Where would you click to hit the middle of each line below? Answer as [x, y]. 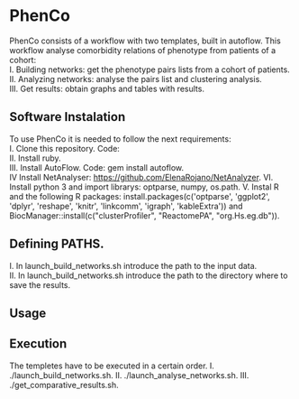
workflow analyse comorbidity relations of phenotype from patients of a [143, 50]
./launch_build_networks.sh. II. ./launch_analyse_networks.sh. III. [129, 375]
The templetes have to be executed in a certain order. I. [112, 366]
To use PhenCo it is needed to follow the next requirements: [120, 139]
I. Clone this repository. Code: [64, 148]
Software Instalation [68, 117]
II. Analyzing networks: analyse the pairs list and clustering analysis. [136, 79]
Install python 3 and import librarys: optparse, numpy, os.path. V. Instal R [144, 187]
